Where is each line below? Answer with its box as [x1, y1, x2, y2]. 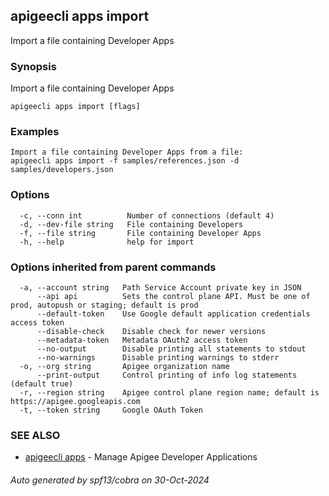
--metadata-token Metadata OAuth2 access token [36, 335, 248, 345]
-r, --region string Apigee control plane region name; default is [19, 388, 320, 398]
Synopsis [10, 59, 57, 73]
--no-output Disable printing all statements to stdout [36, 344, 307, 354]
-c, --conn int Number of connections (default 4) [19, 210, 275, 221]
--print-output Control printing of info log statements [36, 370, 298, 380]
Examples [10, 125, 60, 139]
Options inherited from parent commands [10, 260, 217, 274]
